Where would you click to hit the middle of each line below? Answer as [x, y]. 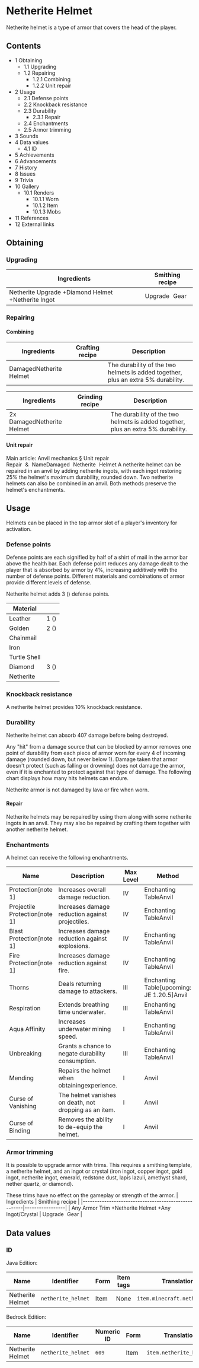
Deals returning [80, 984]
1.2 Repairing [39, 73]
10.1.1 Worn [46, 199]
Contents [24, 46]
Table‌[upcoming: [168, 987]
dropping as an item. [87, 1109]
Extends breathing [84, 1004]
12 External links [34, 224]
